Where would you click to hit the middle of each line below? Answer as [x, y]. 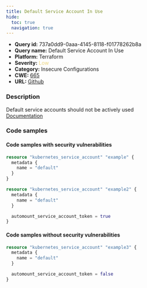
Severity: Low [32, 63]
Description [23, 97]
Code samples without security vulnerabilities [63, 235]
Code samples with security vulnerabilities [59, 145]
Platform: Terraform [39, 57]
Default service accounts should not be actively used [70, 109]
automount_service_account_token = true [61, 216]
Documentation [24, 116]
